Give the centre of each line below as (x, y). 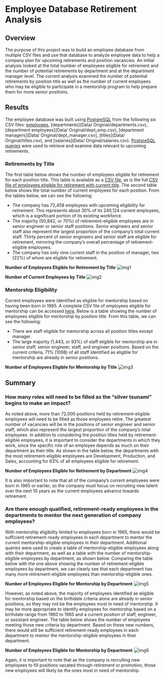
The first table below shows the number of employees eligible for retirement (82, 175)
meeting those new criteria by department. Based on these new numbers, (80, 625)
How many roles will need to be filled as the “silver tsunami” (78, 397)
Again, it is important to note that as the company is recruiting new (73, 660)
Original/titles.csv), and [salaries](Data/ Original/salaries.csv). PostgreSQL (80, 140)
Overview (20, 38)
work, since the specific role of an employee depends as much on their (77, 445)
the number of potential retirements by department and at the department (80, 71)
